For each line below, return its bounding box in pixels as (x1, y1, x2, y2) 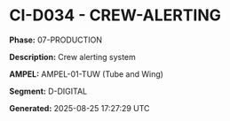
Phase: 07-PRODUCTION (9, 34, 103, 45)
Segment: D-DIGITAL (9, 86, 87, 96)
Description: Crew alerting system (9, 51, 136, 62)
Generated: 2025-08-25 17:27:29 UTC (9, 102, 150, 113)
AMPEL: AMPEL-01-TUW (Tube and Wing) (9, 68, 164, 79)
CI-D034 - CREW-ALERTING (9, 5, 222, 26)
